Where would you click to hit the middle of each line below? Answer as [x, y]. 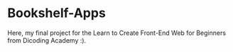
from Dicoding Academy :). [47, 40]
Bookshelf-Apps [57, 13]
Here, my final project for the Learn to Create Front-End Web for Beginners [116, 33]
